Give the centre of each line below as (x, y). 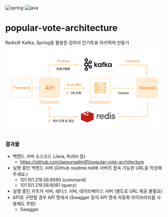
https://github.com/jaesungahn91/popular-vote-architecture (82, 162)
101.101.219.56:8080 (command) (53, 180)
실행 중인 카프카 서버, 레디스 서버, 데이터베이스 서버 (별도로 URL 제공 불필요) (87, 191)
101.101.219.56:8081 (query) (48, 185)
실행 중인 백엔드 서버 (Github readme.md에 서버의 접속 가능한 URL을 (80, 168)
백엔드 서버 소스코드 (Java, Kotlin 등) (49, 156)
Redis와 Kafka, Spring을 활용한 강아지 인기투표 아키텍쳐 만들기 (67, 42)
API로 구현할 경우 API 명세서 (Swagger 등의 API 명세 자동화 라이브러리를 (84, 197)
